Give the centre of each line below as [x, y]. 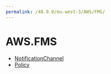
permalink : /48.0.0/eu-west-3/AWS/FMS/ [55, 12]
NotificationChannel [39, 58]
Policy [22, 64]
